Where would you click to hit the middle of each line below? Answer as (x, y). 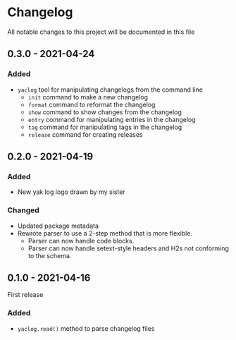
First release (25, 295)
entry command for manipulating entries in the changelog (112, 119)
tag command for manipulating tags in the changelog (105, 127)
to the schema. (50, 255)
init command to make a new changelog (88, 97)
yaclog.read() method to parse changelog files (86, 328)
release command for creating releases (85, 134)
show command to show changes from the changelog (105, 112)
